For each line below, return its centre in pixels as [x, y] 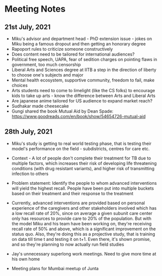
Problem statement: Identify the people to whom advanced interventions [84, 183]
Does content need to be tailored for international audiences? [73, 54]
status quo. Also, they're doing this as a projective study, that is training [83, 234]
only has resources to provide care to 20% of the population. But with [81, 218]
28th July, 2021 [28, 132]
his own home [26, 259]
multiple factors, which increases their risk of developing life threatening [84, 163]
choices [19, 85]
